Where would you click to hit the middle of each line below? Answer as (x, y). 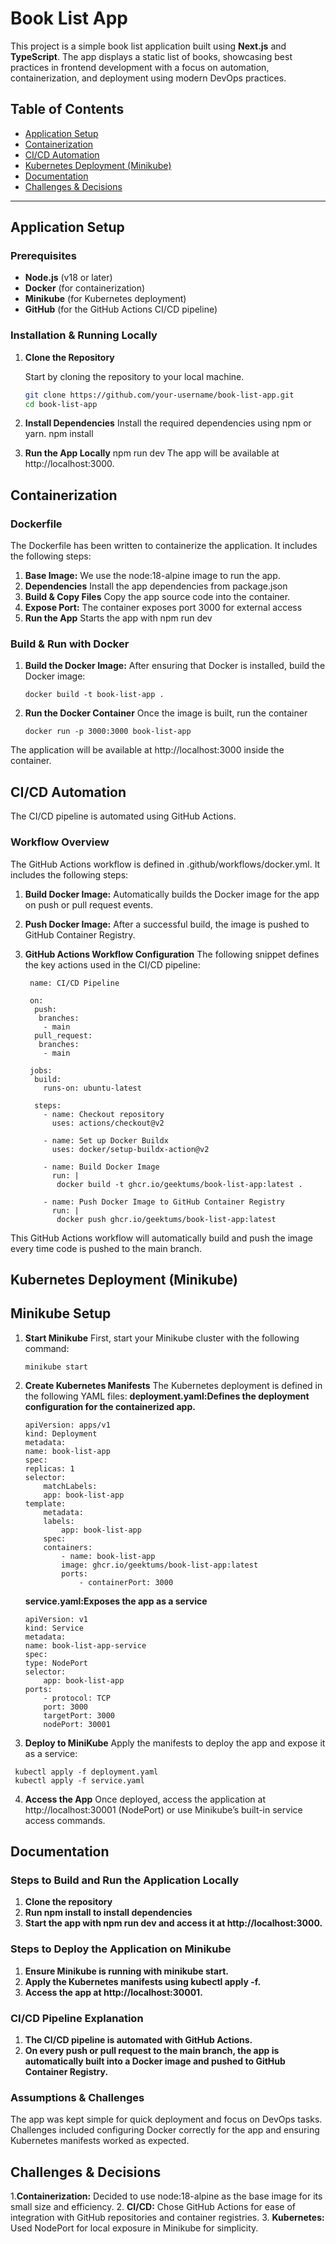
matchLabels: (70, 1486)
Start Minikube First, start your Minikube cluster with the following (162, 1338)
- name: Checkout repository (104, 1114)
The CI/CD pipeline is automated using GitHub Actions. (123, 816)
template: (45, 1503)
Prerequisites (43, 256)
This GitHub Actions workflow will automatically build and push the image (161, 1238)
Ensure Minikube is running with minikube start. (126, 1971)
